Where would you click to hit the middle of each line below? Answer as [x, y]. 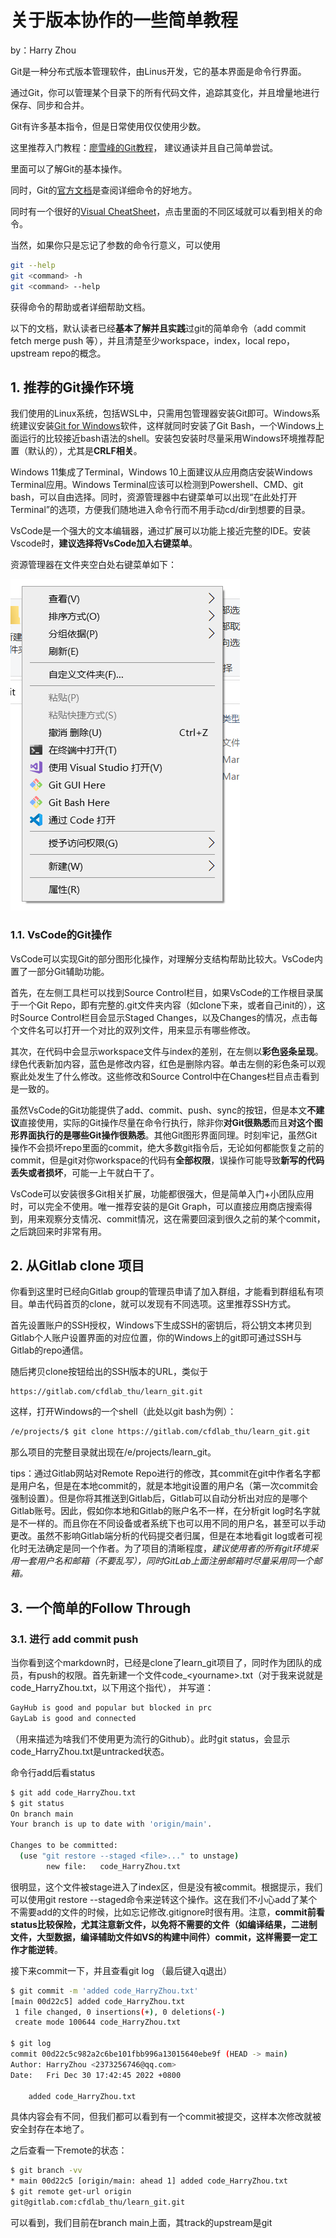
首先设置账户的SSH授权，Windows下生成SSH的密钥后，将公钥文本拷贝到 [161, 1325]
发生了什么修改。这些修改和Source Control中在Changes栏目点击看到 [178, 1076]
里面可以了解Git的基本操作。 [69, 168]
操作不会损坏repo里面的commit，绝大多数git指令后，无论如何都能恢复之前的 [167, 1147]
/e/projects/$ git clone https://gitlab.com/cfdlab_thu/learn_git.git [160, 1432]
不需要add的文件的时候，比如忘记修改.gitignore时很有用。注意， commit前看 [167, 1912]
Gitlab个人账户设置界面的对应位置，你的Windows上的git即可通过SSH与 [156, 1338]
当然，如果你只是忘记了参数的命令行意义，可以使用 [115, 245]
